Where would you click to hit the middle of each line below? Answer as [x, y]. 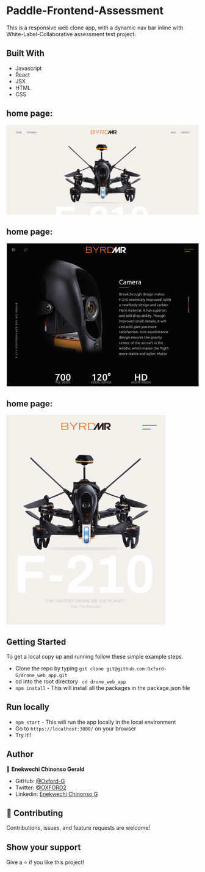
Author [20, 754]
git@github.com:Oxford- [136, 669]
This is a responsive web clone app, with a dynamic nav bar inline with [95, 28]
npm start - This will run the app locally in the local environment [95, 722]
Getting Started [36, 642]
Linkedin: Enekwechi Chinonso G [56, 794]
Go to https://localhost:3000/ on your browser [76, 728]
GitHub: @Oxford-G [40, 781]
